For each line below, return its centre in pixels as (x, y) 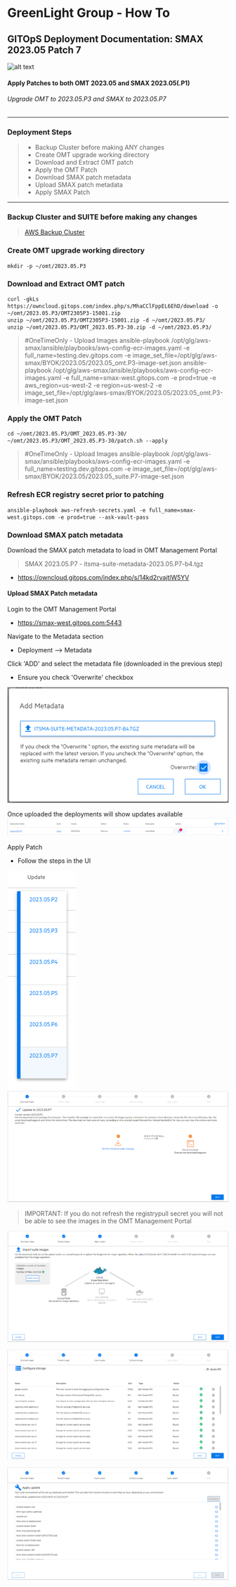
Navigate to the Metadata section (55, 637)
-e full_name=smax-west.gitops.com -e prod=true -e (139, 377)
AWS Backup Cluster (55, 232)
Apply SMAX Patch (62, 192)
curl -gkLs (23, 299)
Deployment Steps (40, 132)
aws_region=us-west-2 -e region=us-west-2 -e (93, 385)
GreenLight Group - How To (89, 13)
